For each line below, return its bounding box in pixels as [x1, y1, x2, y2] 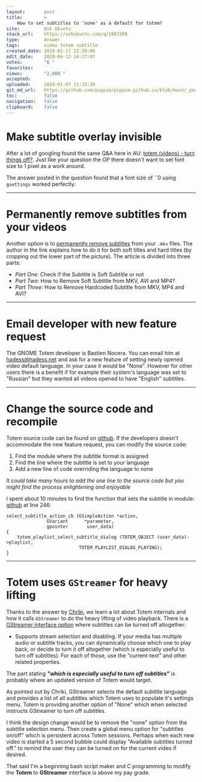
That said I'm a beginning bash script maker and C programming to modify [6, 763, 191, 770]
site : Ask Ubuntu [6, 25, 71, 32]
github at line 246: [6, 501, 52, 509]
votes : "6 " [6, 59, 55, 65]
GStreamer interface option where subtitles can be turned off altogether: [6, 621, 186, 628]
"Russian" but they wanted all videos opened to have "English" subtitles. [6, 375, 186, 382]
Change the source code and [6, 402, 153, 415]
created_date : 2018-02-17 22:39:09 [6, 48, 96, 54]
